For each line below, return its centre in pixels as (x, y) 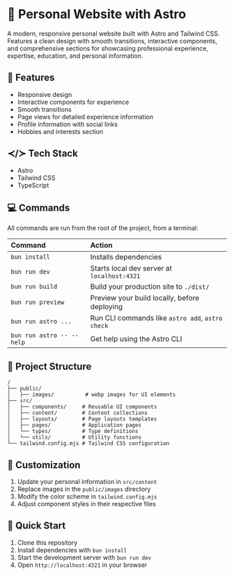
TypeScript (33, 185)
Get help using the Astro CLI (136, 339)
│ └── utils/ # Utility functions (74, 438)
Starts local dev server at (131, 268)
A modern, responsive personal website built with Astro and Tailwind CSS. (114, 33)
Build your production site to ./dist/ (150, 287)
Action (101, 245)
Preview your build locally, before (145, 298)
